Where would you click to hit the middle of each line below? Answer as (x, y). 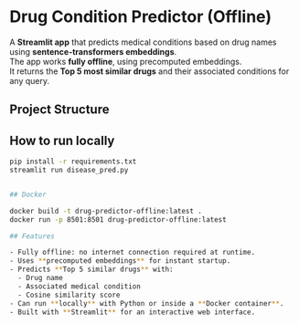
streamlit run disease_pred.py (69, 171)
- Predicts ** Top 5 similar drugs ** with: (91, 270)
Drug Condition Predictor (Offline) (141, 17)
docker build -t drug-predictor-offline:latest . (106, 211)
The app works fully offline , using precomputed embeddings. (126, 61)
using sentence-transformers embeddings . (93, 51)
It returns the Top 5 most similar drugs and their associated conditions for (149, 71)
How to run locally (62, 140)
